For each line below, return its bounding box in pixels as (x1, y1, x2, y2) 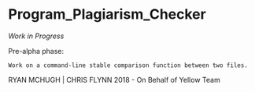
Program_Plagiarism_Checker (8, 5, 206, 23)
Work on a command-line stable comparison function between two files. (8, 61, 248, 69)
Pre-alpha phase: (8, 46, 65, 55)
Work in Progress (8, 31, 65, 41)
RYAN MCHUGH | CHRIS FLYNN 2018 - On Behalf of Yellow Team (8, 75, 220, 84)
